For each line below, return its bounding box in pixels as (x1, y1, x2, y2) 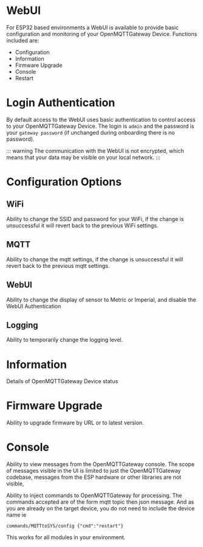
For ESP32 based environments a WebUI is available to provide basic (6, 24, 179, 31)
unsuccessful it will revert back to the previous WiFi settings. (6, 222, 159, 229)
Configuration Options (6, 175, 122, 189)
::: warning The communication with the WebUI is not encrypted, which (6, 147, 184, 154)
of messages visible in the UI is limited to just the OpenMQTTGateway (6, 467, 181, 475)
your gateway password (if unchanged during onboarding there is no (6, 129, 175, 136)
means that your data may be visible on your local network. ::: (6, 154, 161, 161)
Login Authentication (6, 96, 115, 110)
